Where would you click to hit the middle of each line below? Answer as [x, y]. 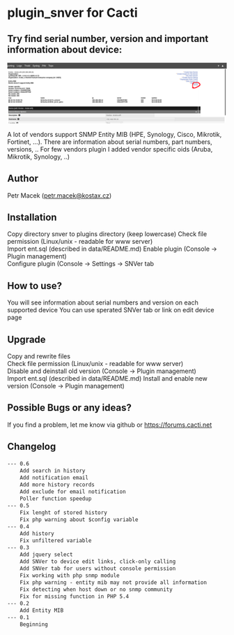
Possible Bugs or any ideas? [70, 408]
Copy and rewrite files [39, 356]
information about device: [65, 49]
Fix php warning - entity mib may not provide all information [114, 582]
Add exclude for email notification [73, 491]
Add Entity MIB [42, 610]
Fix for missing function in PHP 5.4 [75, 596]
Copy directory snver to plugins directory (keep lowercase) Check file [107, 234]
